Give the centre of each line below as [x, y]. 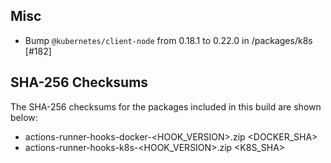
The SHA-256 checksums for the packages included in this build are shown [166, 106]
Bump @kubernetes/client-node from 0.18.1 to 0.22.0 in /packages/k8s [168, 40]
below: [24, 117]
